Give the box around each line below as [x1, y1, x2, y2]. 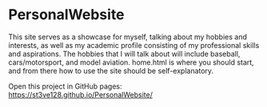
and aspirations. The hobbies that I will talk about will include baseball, [8, 49, 241, 58]
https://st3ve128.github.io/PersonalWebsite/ [8, 89, 153, 99]
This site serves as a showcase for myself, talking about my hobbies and [8, 32, 248, 42]
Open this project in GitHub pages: [8, 81, 122, 91]
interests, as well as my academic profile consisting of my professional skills [8, 40, 260, 50]
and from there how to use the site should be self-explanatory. [8, 65, 214, 75]
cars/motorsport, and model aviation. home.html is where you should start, [8, 57, 254, 67]
